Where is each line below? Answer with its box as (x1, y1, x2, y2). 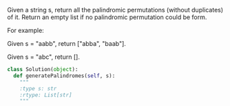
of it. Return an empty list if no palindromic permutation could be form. (7, 13, 207, 21)
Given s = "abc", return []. (7, 53, 81, 61)
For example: (7, 27, 45, 34)
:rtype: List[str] (19, 92, 72, 98)
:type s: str (19, 85, 57, 92)
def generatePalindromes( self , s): (13, 72, 116, 79)
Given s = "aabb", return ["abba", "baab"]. (7, 40, 126, 47)
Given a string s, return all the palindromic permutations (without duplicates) (7, 6, 224, 14)
